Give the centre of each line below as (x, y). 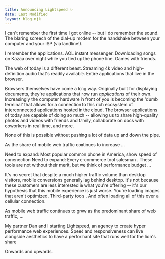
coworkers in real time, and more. (40, 126)
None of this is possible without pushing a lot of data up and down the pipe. (82, 135)
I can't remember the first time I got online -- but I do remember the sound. (82, 33)
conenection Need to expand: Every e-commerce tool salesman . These (79, 160)
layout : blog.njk (23, 19)
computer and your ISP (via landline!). (44, 44)
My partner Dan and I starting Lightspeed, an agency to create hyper (75, 226)
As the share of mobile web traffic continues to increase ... (65, 145)
